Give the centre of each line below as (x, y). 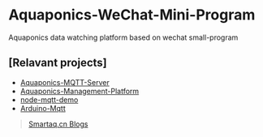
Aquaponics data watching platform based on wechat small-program (123, 37)
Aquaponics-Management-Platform (80, 91)
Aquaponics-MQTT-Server (65, 82)
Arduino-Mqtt (43, 108)
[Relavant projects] (58, 63)
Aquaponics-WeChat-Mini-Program (132, 15)
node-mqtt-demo (49, 100)
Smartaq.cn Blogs (58, 124)
